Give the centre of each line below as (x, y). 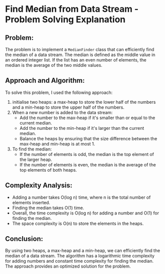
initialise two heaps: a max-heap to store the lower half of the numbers (84, 102)
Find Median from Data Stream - (72, 9)
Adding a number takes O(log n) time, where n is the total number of (82, 197)
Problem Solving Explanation (65, 19)
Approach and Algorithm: (45, 80)
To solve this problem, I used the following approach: (59, 92)
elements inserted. (31, 202)
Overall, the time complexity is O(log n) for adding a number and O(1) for (85, 213)
